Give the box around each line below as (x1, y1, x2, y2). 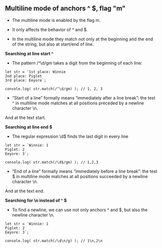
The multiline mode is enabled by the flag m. (12, 17, 101, 23)
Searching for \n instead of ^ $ (5, 197, 67, 203)
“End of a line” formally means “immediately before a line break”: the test (12, 168, 158, 174)
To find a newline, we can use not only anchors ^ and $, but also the (12, 207, 148, 213)
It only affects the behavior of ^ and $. (12, 27, 88, 33)
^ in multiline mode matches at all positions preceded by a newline (12, 100, 144, 106)
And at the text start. (5, 115, 46, 120)
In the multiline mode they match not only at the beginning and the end (12, 36, 153, 42)
